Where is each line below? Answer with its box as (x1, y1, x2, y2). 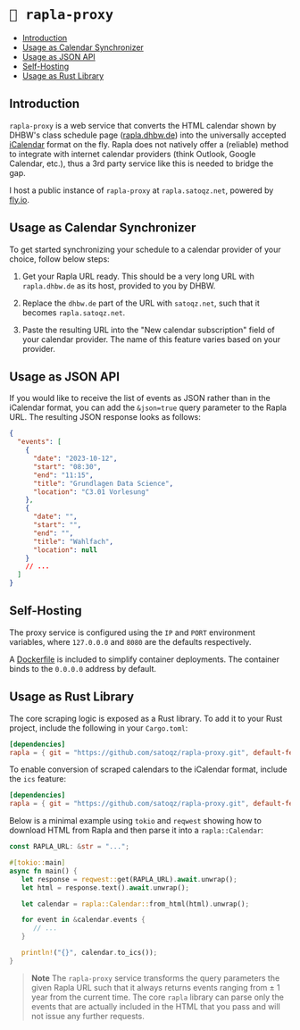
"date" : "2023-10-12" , (32, 454, 118, 463)
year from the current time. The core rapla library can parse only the (30, 992, 284, 1002)
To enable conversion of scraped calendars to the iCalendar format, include (9, 764, 287, 775)
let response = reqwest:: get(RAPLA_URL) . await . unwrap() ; (21, 875, 238, 883)
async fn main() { (9, 867, 78, 875)
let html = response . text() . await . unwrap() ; (21, 883, 190, 892)
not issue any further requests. (30, 1010, 145, 1021)
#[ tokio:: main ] (9, 858, 66, 867)
